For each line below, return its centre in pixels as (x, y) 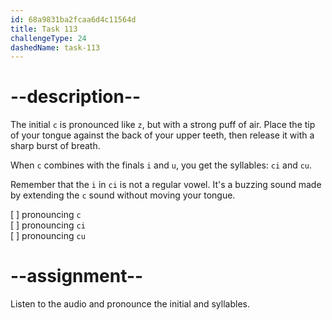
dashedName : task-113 (55, 47)
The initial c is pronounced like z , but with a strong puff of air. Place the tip (163, 125)
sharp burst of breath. (55, 146)
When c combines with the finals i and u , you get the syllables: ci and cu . (161, 165)
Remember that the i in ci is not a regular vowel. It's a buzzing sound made (166, 185)
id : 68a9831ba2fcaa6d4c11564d (73, 19)
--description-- (76, 97)
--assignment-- (77, 276)
